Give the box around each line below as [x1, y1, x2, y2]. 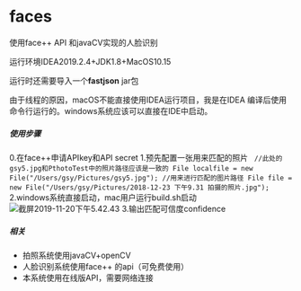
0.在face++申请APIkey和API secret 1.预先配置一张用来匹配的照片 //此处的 [9, 152, 283, 163]
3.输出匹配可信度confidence [121, 203, 226, 214]
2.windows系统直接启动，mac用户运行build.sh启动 [9, 191, 198, 203]
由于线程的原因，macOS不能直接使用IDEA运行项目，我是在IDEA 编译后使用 [9, 94, 288, 105]
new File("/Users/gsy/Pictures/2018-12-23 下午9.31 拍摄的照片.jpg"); [9, 182, 270, 192]
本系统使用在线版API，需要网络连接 [22, 272, 155, 283]
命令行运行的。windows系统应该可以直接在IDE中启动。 [9, 105, 213, 116]
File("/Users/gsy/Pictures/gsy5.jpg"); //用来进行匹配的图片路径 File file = [9, 173, 293, 182]
